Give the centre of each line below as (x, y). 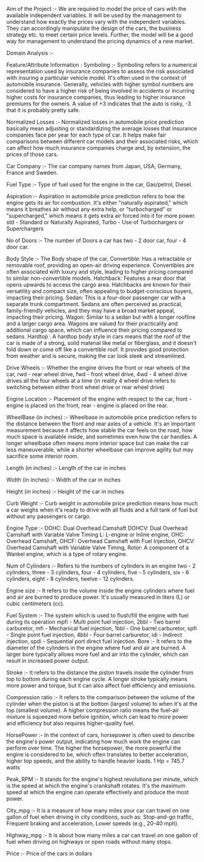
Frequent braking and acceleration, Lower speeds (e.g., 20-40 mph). (93, 823)
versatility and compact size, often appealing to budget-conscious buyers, (100, 291)
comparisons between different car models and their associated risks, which (102, 141)
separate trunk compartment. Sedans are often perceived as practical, (94, 304)
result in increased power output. (48, 661)
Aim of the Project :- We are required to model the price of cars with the (97, 9)
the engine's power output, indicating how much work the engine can (93, 741)
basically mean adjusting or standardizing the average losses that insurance (102, 128)
